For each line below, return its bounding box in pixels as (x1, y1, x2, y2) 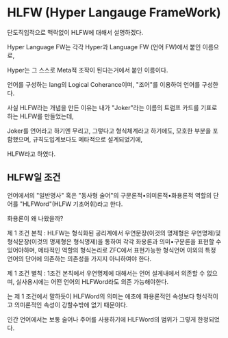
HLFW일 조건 (7, 172, 61, 183)
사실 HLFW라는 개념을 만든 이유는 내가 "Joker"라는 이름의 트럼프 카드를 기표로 (7, 103, 218, 112)
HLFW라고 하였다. (7, 149, 56, 158)
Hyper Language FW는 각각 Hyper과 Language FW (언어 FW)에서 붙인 (7, 42, 201, 51)
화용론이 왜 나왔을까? (7, 214, 64, 222)
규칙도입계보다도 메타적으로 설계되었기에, (32, 135, 143, 143)
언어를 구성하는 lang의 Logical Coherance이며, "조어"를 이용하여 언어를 (7, 80, 201, 88)
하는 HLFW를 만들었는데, (7, 112, 74, 120)
